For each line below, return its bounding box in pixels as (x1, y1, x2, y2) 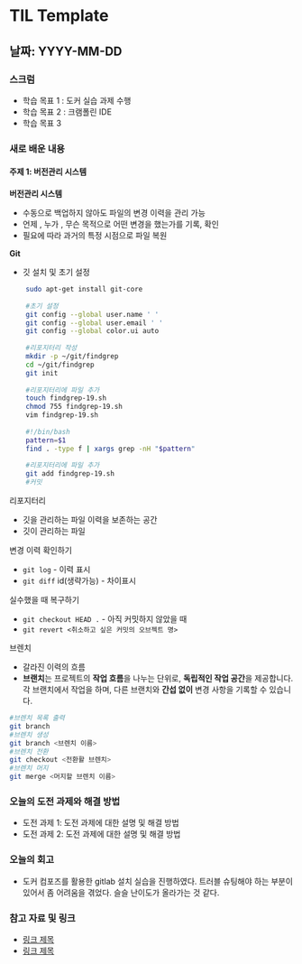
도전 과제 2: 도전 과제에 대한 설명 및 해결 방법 (22, 829, 181, 839)
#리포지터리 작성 (25, 344, 78, 353)
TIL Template (9, 5, 109, 26)
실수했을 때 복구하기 (9, 595, 79, 605)
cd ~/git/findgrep (25, 360, 95, 369)
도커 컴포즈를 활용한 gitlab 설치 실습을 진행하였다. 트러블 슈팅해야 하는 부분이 (22, 876, 293, 886)
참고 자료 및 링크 (9, 912, 76, 924)
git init (25, 368, 59, 377)
